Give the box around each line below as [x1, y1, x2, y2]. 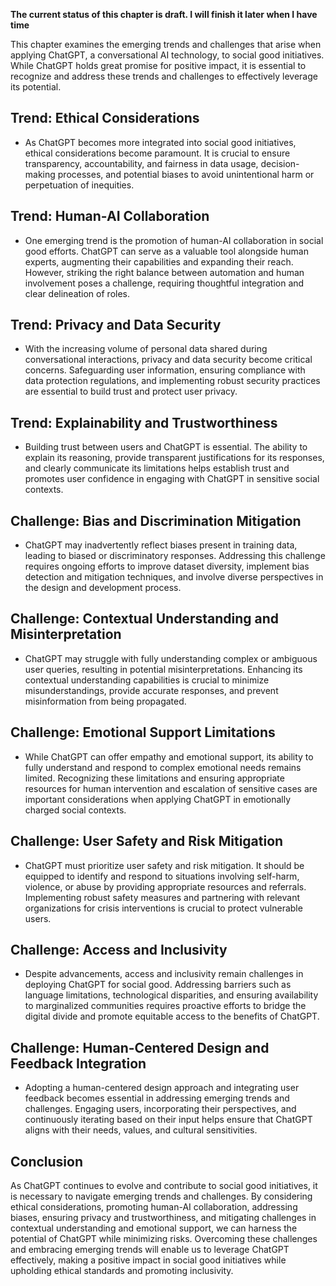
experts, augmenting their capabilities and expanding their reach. [24, 255, 294, 268]
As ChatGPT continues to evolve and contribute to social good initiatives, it [10, 1179, 318, 1191]
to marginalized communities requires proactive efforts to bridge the [24, 1000, 307, 1012]
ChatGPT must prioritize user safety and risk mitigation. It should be [24, 859, 305, 871]
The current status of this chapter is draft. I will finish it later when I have [10, 9, 318, 20]
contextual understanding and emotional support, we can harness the [10, 1222, 298, 1234]
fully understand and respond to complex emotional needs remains [24, 761, 302, 773]
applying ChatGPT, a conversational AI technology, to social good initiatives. [10, 49, 325, 61]
